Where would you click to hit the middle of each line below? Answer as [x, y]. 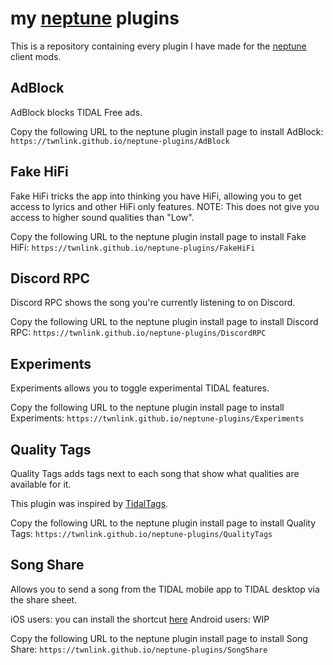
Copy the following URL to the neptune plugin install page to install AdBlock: [167, 131]
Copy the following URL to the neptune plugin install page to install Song [159, 638]
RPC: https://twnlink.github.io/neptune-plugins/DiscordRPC [138, 333]
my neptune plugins [95, 18]
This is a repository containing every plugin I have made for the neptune [158, 46]
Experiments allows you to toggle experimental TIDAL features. [140, 388]
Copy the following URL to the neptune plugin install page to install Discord [164, 322]
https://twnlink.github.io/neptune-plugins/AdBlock [120, 141]
